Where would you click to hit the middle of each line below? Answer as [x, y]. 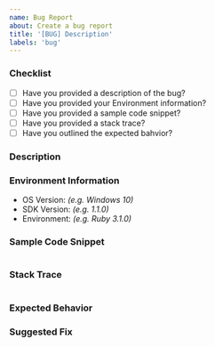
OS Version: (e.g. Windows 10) [78, 200]
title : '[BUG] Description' [61, 34]
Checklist [30, 74]
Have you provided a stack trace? [84, 123]
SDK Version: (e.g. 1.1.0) [65, 209]
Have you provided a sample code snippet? [101, 113]
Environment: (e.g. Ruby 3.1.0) [76, 219]
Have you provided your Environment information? [114, 102]
